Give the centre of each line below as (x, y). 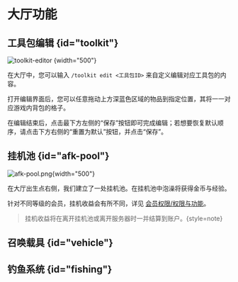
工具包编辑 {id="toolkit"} (63, 43)
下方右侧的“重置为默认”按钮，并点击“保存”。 (103, 131)
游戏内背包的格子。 (41, 108)
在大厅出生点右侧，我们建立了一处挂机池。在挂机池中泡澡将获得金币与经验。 (119, 188)
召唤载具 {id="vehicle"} (60, 243)
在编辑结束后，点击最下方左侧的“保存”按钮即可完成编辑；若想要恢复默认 (113, 123)
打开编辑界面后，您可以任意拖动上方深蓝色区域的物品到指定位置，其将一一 (116, 99)
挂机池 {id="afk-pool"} (58, 156)
